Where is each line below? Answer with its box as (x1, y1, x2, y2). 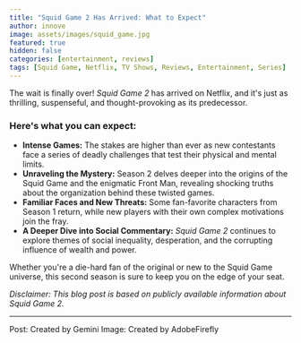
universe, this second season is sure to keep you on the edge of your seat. (9, 271, 285, 282)
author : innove (9, 21, 66, 30)
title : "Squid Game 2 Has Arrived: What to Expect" (9, 13, 206, 22)
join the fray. (21, 216, 69, 227)
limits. (21, 159, 45, 170)
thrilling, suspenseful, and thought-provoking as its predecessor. (9, 97, 248, 107)
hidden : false (9, 47, 63, 56)
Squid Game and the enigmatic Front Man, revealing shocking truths (21, 178, 274, 189)
